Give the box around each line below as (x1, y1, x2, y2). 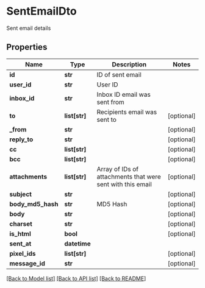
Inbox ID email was (96, 90, 151, 99)
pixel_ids (9, 249, 36, 258)
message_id (9, 259, 46, 267)
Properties (6, 42, 48, 52)
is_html (9, 230, 32, 238)
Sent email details (6, 24, 51, 32)
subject (9, 190, 32, 198)
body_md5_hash (9, 200, 59, 208)
